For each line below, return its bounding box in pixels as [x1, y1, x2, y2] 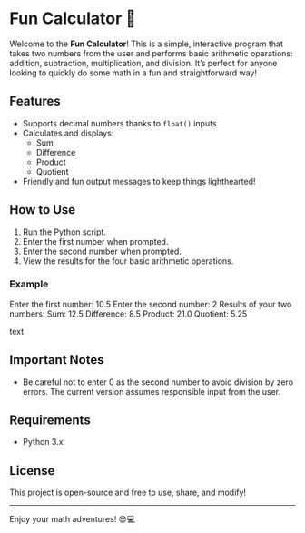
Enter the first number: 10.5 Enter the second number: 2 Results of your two [9, 298, 292, 309]
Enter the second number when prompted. [22, 246, 182, 256]
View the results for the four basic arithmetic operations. [22, 255, 234, 266]
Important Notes [9, 352, 104, 367]
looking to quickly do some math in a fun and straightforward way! [9, 67, 257, 78]
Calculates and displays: [22, 127, 114, 138]
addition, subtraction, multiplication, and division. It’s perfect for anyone [9, 57, 278, 68]
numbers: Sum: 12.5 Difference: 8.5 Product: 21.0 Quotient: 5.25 [9, 308, 248, 319]
